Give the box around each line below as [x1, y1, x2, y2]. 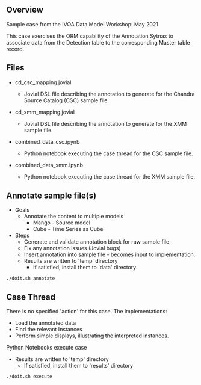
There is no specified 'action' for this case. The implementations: [6, 308, 167, 315]
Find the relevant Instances [14, 326, 82, 333]
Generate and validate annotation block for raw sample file [23, 238, 170, 245]
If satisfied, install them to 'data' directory [32, 264, 137, 271]
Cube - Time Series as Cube [32, 226, 104, 233]
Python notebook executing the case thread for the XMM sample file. [23, 173, 196, 180]
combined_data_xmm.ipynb [14, 161, 83, 168]
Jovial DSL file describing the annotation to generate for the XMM [23, 120, 187, 127]
